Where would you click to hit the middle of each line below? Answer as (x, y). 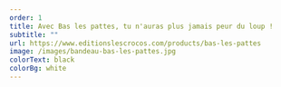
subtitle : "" (34, 34)
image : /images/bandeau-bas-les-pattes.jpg (93, 52)
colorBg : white (38, 69)
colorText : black (42, 60)
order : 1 (26, 18)
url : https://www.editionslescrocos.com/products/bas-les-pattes (135, 43)
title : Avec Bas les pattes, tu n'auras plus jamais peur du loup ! (141, 26)
